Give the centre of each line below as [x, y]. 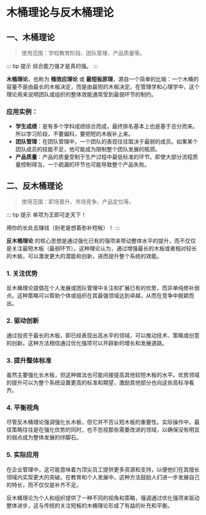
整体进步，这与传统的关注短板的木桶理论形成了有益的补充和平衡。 [90, 505]
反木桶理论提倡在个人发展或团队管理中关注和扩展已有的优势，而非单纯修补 [100, 288]
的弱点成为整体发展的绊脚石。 [44, 437]
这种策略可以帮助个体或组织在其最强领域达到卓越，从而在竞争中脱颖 [103, 296]
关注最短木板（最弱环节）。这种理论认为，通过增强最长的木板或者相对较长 [104, 248]
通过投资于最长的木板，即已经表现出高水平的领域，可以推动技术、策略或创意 [103, 335]
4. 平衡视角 [23, 407]
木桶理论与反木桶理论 [60, 13]
